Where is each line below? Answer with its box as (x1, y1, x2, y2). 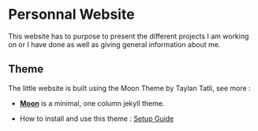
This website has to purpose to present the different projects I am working (8, 31, 249, 41)
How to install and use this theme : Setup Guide (19, 114, 174, 123)
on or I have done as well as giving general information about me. (8, 39, 221, 49)
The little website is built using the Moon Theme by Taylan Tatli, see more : (8, 83, 251, 93)
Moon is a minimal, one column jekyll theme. (19, 98, 165, 107)
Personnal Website (8, 5, 136, 24)
